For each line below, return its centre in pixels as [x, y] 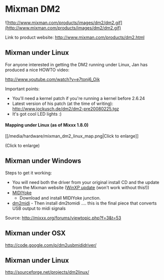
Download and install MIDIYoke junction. [60, 198]
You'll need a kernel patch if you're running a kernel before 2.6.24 [79, 98]
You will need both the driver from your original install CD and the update [86, 182]
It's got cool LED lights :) [37, 114]
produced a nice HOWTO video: [37, 70]
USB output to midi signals [39, 208]
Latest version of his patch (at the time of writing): [63, 103]
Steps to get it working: [29, 173]
